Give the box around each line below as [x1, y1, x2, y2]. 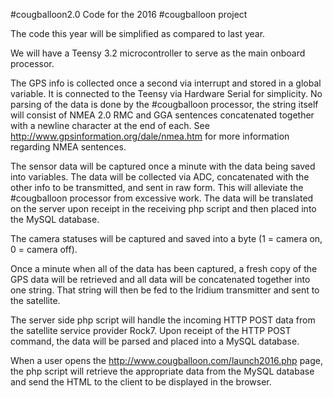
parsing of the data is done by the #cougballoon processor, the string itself [10, 99, 319, 110]
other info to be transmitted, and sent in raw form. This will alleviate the [10, 182, 304, 193]
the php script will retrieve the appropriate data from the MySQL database [10, 365, 315, 377]
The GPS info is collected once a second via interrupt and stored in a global [10, 77, 322, 89]
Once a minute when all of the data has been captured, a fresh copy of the [10, 263, 318, 274]
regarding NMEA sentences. [10, 141, 127, 153]
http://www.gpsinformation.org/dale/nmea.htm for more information [10, 130, 290, 142]
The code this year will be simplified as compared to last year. [10, 28, 266, 39]
